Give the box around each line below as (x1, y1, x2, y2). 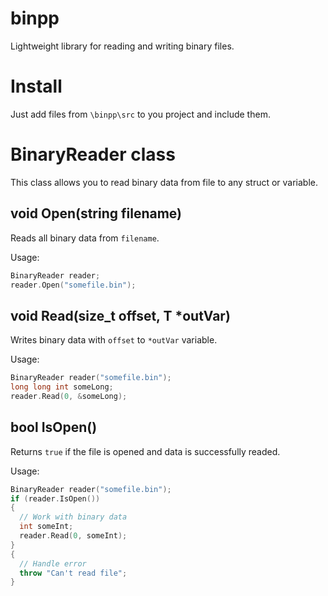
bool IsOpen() (10, 419, 98, 436)
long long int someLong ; (10, 382, 114, 392)
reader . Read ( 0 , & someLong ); (10, 391, 128, 401)
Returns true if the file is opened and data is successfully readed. (10, 445, 281, 457)
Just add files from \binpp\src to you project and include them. (10, 108, 271, 120)
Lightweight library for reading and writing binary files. (10, 40, 235, 52)
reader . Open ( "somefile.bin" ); (10, 280, 137, 290)
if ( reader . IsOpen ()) (10, 493, 101, 504)
